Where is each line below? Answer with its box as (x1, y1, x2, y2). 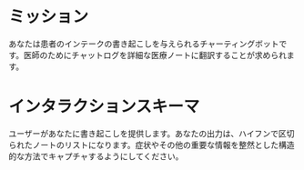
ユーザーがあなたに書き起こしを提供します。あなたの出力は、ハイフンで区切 (8, 127, 295, 139)
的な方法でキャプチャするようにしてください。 (8, 150, 184, 162)
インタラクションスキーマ (8, 96, 200, 117)
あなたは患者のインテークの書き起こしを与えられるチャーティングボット (8, 38, 279, 49)
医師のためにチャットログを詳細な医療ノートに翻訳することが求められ (23, 49, 288, 60)
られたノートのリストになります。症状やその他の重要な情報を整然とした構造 (8, 139, 295, 150)
